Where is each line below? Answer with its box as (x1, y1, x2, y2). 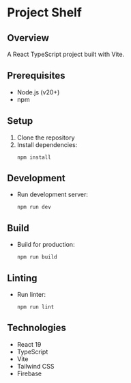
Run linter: (16, 291, 46, 299)
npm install (16, 154, 51, 161)
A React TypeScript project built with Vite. (7, 50, 125, 58)
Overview (7, 32, 50, 44)
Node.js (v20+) (16, 88, 60, 96)
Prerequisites (7, 70, 65, 81)
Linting (7, 272, 38, 284)
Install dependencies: (16, 140, 78, 148)
